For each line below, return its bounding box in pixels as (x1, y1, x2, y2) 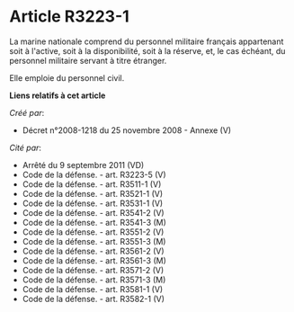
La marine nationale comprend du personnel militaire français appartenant (9, 36, 284, 47)
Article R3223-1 (9, 6, 130, 27)
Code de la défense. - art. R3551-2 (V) (22, 227, 165, 237)
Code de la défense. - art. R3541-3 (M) (22, 217, 166, 227)
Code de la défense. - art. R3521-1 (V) (22, 188, 164, 199)
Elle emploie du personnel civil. (9, 72, 125, 83)
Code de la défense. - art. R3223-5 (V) (22, 169, 166, 180)
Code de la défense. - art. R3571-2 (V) (22, 264, 165, 275)
